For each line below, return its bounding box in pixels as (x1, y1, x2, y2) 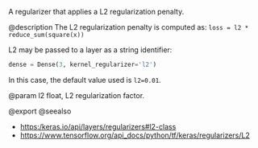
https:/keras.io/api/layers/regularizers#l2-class (19, 121, 177, 131)
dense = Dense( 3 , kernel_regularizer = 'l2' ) (8, 60, 157, 68)
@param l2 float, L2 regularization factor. (8, 90, 145, 100)
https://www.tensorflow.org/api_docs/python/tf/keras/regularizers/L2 (19, 130, 250, 140)
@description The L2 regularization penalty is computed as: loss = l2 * (8, 23, 249, 31)
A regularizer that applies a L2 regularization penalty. (8, 7, 185, 16)
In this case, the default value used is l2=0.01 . (8, 75, 161, 84)
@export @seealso (8, 106, 72, 116)
